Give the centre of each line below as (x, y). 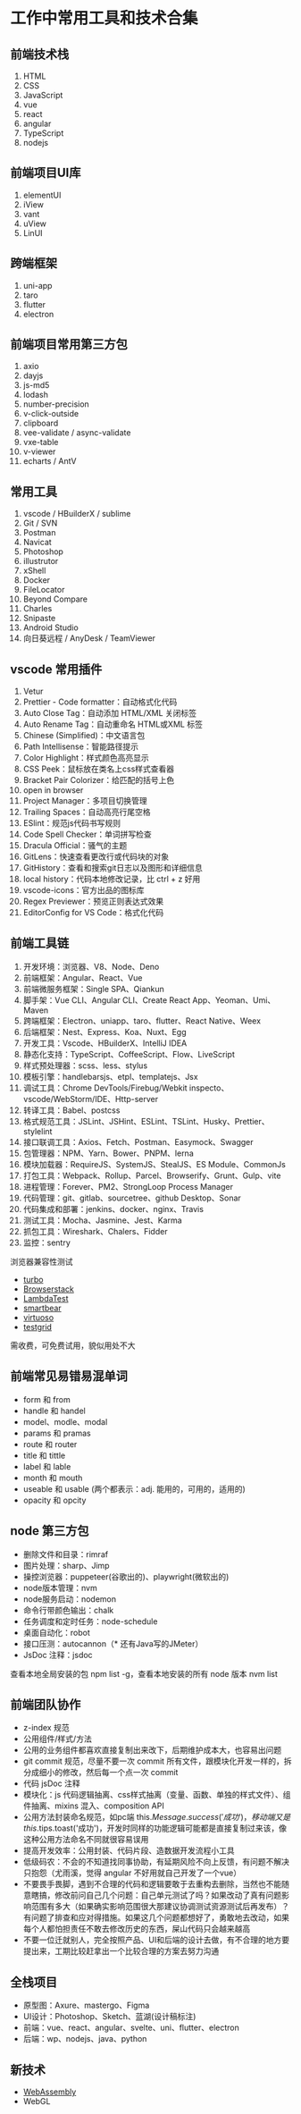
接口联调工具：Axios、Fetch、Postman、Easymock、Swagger (138, 1141)
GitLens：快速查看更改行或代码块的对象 (96, 857)
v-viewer (39, 451)
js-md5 (36, 385)
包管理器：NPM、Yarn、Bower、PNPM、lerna (109, 1153)
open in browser (53, 790)
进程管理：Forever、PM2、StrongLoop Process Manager (128, 1186)
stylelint (38, 1131)
